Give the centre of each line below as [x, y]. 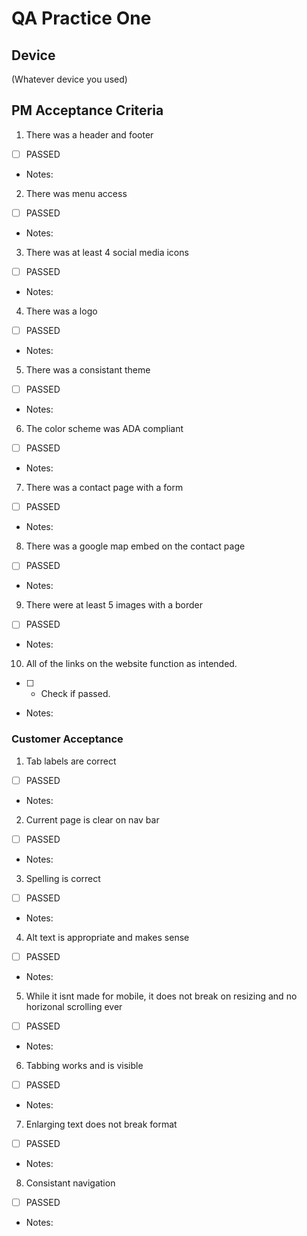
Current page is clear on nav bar [92, 819]
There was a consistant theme [88, 370]
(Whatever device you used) [69, 79]
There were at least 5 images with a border [114, 605]
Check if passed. [75, 694]
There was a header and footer [89, 134]
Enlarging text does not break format [101, 1124]
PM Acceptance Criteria [87, 110]
